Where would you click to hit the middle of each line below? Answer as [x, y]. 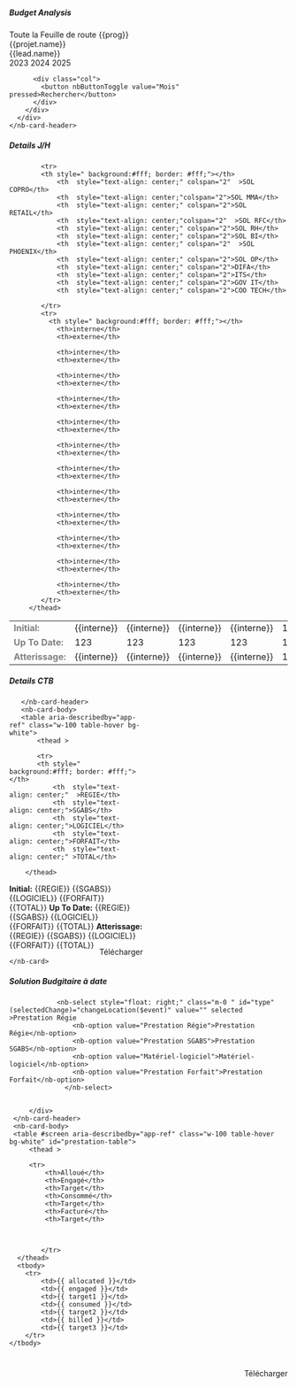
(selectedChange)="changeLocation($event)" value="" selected [126, 1010]
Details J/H [30, 145]
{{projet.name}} [38, 43]
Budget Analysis [41, 12]
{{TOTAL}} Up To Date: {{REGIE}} [70, 907]
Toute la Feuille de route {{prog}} [69, 35]
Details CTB [31, 681]
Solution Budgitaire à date [58, 981]
